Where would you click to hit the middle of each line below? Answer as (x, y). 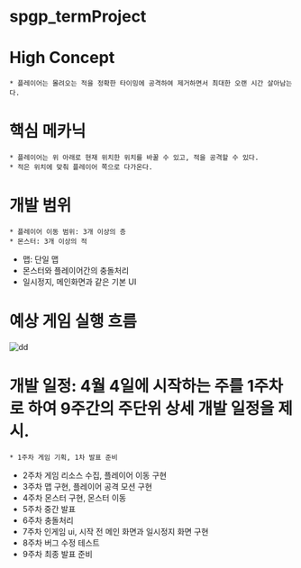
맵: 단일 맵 (41, 259)
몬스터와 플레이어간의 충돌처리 (75, 270)
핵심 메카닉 (48, 131)
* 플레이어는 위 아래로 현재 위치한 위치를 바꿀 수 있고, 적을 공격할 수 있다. (134, 158)
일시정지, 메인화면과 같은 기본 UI (79, 282)
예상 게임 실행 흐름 (73, 322)
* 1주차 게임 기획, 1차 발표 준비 (64, 457)
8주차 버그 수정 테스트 (61, 543)
